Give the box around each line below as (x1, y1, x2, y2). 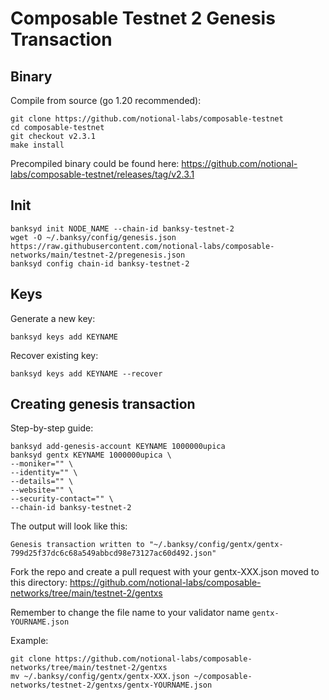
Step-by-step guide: (10, 422, 94, 434)
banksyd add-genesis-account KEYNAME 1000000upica (10, 442, 226, 452)
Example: (10, 635, 49, 647)
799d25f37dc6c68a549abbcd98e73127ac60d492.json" (10, 548, 217, 559)
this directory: (10, 577, 68, 589)
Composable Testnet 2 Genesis (10, 7, 276, 30)
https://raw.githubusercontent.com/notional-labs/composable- (10, 241, 275, 251)
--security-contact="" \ (10, 494, 114, 504)
